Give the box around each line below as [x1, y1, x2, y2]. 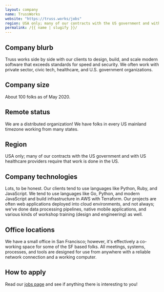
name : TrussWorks [5, 12, 41, 17]
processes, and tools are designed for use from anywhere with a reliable [5, 249, 151, 254]
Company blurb [5, 43, 54, 52]
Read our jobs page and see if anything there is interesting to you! [5, 281, 138, 287]
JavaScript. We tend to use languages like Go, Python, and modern [5, 191, 140, 197]
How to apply [5, 268, 46, 276]
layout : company [5, 7, 38, 12]
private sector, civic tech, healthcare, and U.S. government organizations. [5, 66, 153, 72]
